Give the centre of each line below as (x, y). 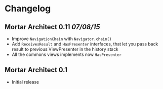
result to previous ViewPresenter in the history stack (65, 49)
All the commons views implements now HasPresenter (66, 54)
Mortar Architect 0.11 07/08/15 (52, 27)
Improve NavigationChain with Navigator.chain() (61, 39)
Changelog (28, 9)
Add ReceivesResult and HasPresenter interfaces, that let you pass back (85, 44)
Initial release (25, 82)
